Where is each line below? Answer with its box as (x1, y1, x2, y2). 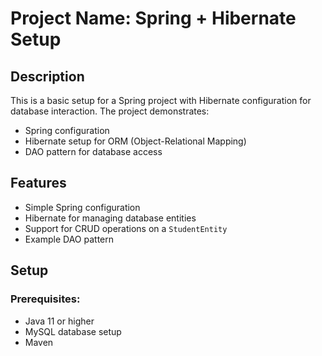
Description (10, 68, 85, 85)
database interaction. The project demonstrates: (10, 105, 210, 117)
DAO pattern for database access (24, 146, 163, 157)
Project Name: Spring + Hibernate (10, 7, 297, 30)
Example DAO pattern (24, 233, 115, 245)
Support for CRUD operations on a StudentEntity (24, 222, 228, 234)
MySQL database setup (24, 325, 122, 337)
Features (10, 175, 67, 192)
